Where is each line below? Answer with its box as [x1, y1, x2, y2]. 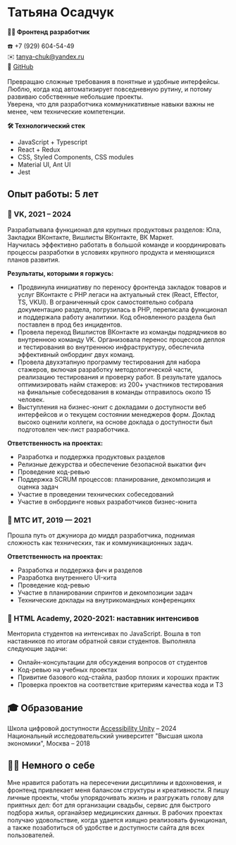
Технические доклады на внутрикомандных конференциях [17, 595, 196, 604]
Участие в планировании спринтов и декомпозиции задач [17, 588, 192, 597]
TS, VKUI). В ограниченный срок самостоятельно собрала [17, 298, 194, 306]
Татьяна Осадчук [7, 4, 114, 20]
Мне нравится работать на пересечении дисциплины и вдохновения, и [7, 778, 222, 786]
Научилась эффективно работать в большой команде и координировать [7, 241, 226, 249]
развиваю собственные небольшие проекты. [7, 92, 144, 101]
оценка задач [17, 482, 58, 491]
